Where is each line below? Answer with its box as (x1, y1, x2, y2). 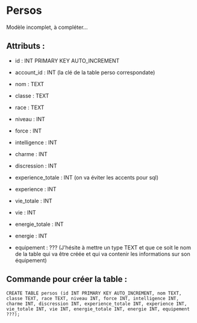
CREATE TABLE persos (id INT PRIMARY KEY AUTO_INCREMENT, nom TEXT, (6, 290, 182, 296)
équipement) (14, 257, 47, 264)
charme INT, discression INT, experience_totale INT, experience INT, (6, 301, 187, 307)
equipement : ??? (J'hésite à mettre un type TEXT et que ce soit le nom (14, 243, 192, 251)
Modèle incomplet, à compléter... (6, 24, 88, 31)
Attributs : (6, 41, 45, 51)
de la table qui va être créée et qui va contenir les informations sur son (14, 250, 191, 257)
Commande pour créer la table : (6, 274, 128, 284)
